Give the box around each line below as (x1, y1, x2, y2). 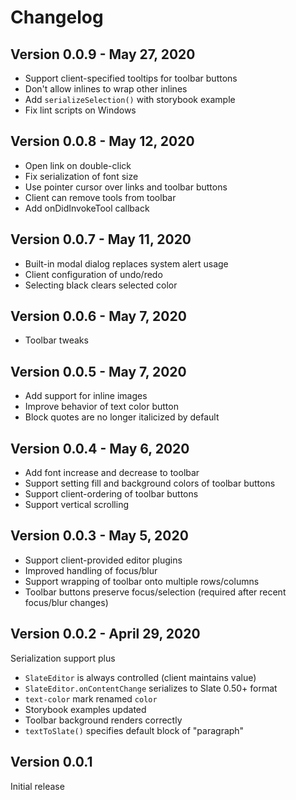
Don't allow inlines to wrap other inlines (24, 83, 188, 95)
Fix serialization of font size (24, 170, 139, 182)
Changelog (10, 6, 104, 29)
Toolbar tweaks (24, 334, 89, 346)
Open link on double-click (24, 159, 132, 171)
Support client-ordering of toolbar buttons (24, 488, 199, 500)
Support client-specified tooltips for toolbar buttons (24, 72, 238, 84)
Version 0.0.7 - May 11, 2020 (10, 231, 192, 248)
